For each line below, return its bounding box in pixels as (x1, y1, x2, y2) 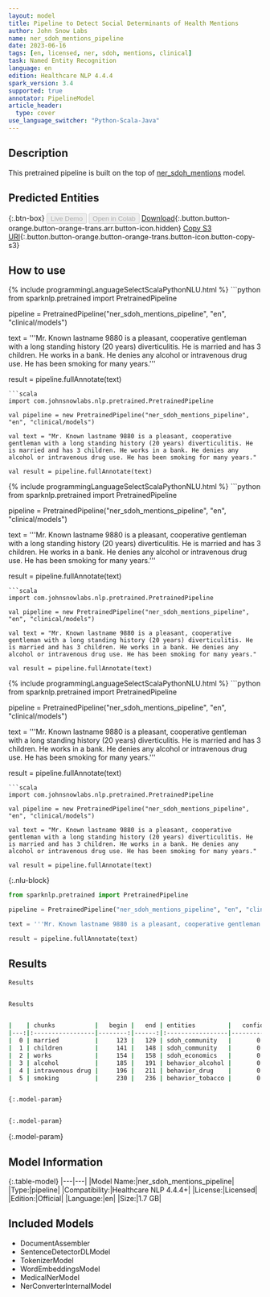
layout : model (8, 11, 56, 20)
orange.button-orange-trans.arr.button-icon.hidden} (8, 223, 182, 233)
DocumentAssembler (19, 1238, 91, 1248)
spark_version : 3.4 (8, 79, 74, 87)
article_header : (8, 102, 63, 110)
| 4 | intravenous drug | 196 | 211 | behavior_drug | (8, 1067, 232, 1075)
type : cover (15, 110, 56, 118)
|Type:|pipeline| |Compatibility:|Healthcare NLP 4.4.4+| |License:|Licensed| (8, 1185, 258, 1195)
